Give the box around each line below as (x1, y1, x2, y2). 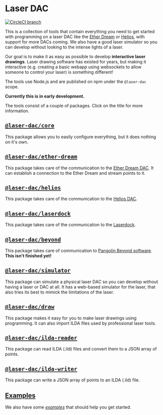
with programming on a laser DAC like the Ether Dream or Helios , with (5, 34, 145, 40)
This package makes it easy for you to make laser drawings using (5, 315, 137, 321)
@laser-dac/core (5, 122, 55, 129)
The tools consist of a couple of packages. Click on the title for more (5, 103, 143, 108)
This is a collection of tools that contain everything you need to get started (5, 28, 155, 34)
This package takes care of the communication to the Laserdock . (5, 222, 136, 228)
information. (5, 108, 30, 114)
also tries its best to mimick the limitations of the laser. (5, 289, 114, 295)
